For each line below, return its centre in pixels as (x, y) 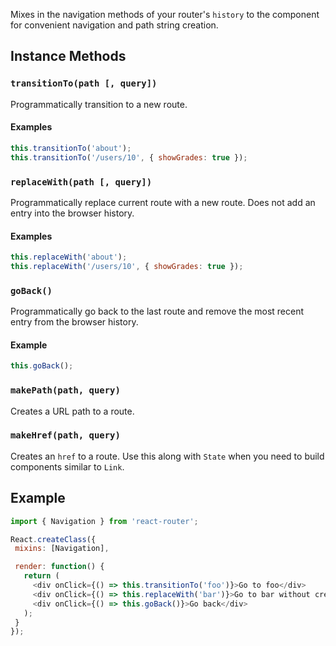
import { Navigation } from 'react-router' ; (104, 521)
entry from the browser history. (74, 322)
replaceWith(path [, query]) (81, 182)
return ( (41, 576)
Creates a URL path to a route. (72, 411)
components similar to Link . (67, 466)
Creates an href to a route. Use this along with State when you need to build (167, 456)
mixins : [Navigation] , (62, 549)
